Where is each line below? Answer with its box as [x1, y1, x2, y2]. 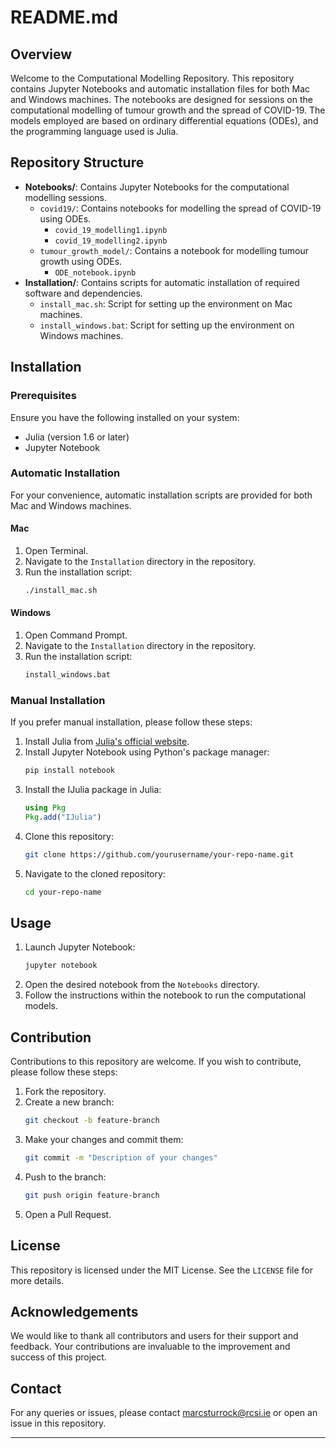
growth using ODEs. [39, 255, 123, 267]
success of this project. [10, 1351, 107, 1363]
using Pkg [24, 803, 67, 813]
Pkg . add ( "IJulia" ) [24, 812, 102, 822]
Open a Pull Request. [24, 1208, 112, 1220]
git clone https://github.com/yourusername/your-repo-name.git [24, 849, 295, 860]
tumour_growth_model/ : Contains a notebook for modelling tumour [39, 244, 309, 256]
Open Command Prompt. [24, 629, 128, 641]
